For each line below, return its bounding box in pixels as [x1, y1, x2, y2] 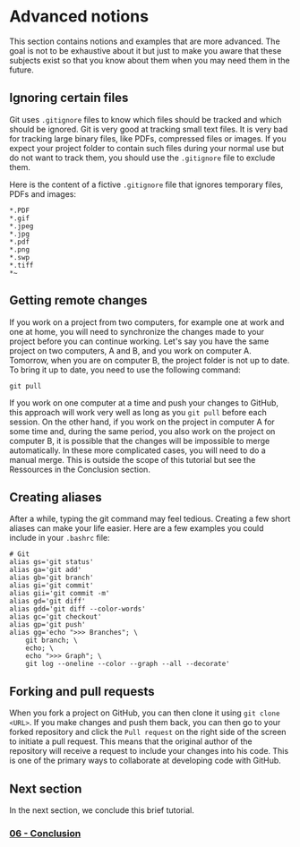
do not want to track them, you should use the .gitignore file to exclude [9, 152, 276, 163]
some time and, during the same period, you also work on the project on [9, 425, 276, 436]
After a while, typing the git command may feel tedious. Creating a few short [9, 513, 291, 525]
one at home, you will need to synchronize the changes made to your [9, 326, 264, 337]
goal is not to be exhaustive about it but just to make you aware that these [9, 45, 282, 56]
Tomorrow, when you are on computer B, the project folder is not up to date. [9, 355, 290, 365]
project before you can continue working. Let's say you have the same [9, 336, 270, 346]
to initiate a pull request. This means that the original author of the [9, 736, 253, 747]
